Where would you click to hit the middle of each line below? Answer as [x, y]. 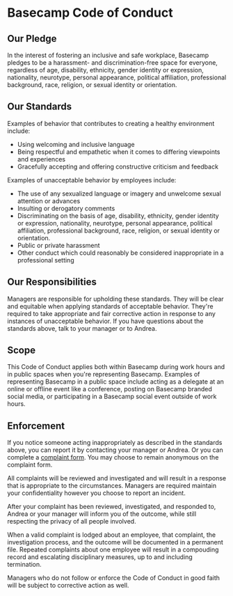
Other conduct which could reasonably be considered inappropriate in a [120, 253]
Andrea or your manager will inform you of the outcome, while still [102, 514]
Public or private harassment [58, 245]
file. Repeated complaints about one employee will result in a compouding [113, 550]
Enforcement [36, 426]
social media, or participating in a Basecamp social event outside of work [112, 397]
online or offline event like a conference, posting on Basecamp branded [110, 389]
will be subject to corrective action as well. [68, 586]
